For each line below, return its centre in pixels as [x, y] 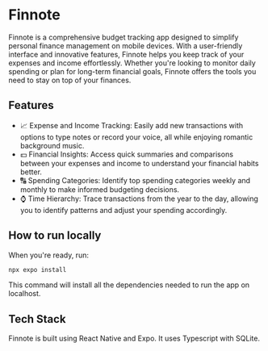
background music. [52, 145]
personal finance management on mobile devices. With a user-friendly [126, 45]
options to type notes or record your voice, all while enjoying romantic [136, 137]
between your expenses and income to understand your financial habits [139, 163]
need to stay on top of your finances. [70, 80]
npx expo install [38, 270]
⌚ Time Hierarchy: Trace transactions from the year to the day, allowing [139, 198]
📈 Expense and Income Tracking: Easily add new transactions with [132, 125]
